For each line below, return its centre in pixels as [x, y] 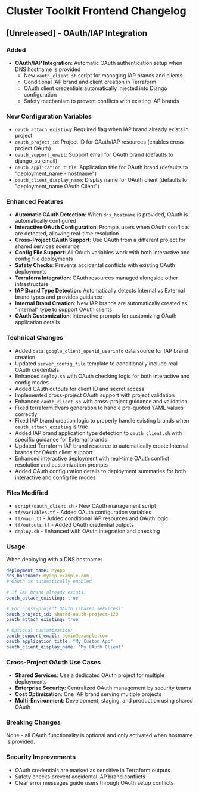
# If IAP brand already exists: [46, 592]
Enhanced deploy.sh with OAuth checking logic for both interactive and [102, 376]
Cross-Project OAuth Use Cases [54, 662]
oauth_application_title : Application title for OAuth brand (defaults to [101, 167]
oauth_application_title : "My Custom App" [60, 642]
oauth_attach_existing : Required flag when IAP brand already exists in [102, 129]
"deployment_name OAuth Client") [57, 187]
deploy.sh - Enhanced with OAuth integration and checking [87, 531]
